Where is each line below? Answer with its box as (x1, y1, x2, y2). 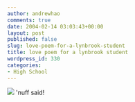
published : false (7, 36, 57, 43)
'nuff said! (15, 88, 45, 96)
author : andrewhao (7, 10, 60, 17)
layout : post (7, 29, 45, 37)
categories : (7, 62, 42, 69)
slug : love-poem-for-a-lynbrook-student (7, 42, 126, 49)
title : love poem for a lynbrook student (7, 49, 129, 56)
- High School (7, 68, 48, 75)
